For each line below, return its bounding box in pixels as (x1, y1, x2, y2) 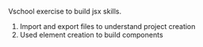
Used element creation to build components (19, 31, 164, 39)
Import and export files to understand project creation (19, 22, 196, 31)
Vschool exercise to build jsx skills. (8, 7, 122, 16)
